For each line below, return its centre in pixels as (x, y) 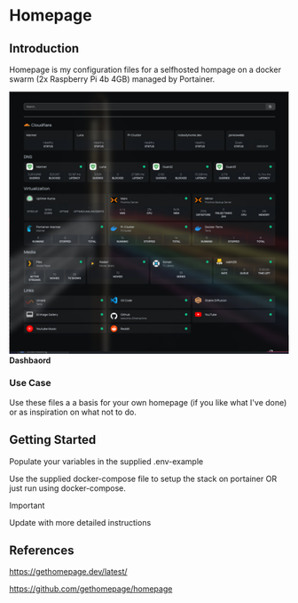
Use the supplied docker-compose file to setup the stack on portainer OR (143, 478)
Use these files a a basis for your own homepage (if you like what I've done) (148, 402)
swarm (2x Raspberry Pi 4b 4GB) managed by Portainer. (112, 79)
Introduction (44, 48)
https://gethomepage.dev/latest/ (68, 572)
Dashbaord (30, 360)
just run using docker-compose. (68, 488)
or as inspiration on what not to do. (73, 412)
